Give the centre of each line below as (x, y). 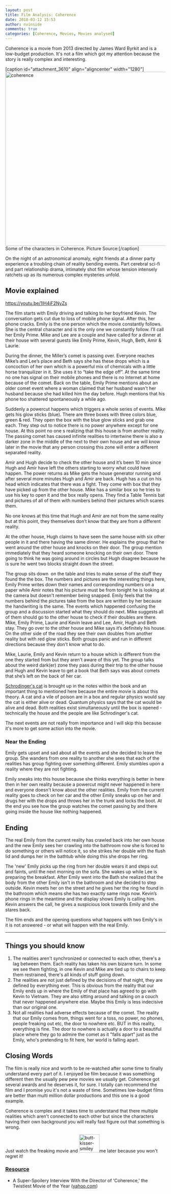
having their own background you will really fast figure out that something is (85, 1121)
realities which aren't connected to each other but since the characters (80, 1116)
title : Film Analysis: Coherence (41, 15)
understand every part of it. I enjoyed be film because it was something (80, 1074)
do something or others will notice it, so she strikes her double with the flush (85, 851)
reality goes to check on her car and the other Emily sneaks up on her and (83, 795)
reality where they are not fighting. (41, 769)
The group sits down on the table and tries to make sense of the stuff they (83, 573)
